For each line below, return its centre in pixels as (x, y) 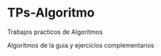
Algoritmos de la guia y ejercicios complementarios (81, 45)
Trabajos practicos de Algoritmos (55, 32)
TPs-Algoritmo (51, 13)
